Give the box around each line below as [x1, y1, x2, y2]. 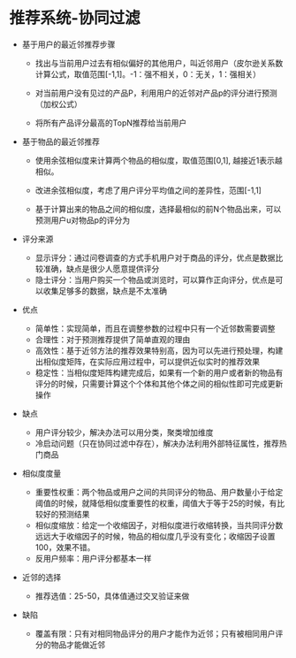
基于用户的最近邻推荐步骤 [21, 39, 116, 50]
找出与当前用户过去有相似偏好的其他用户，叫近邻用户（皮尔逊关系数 [34, 57, 284, 68]
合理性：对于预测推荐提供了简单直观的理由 [34, 333, 191, 345]
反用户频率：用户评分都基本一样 [34, 553, 152, 563]
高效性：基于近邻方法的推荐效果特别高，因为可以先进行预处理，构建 [34, 345, 284, 356]
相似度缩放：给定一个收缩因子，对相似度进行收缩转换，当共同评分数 [34, 519, 284, 531]
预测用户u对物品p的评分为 [34, 214, 131, 226]
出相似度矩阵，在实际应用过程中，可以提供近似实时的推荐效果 [34, 356, 261, 367]
